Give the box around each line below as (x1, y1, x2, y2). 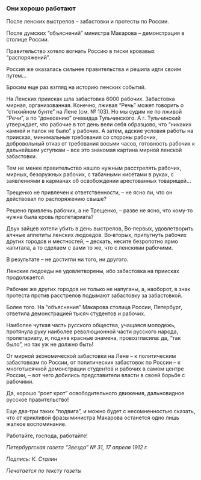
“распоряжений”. (6, 54, 51, 61)
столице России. (6, 36, 49, 43)
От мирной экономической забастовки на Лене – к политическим (6, 352, 176, 360)
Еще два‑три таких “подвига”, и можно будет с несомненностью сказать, (6, 408, 196, 415)
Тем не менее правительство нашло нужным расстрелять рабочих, (6, 164, 182, 172)
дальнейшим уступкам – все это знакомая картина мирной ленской (6, 146, 182, 154)
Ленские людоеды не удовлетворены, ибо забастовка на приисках (6, 268, 179, 275)
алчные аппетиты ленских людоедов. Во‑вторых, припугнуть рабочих (6, 232, 187, 239)
